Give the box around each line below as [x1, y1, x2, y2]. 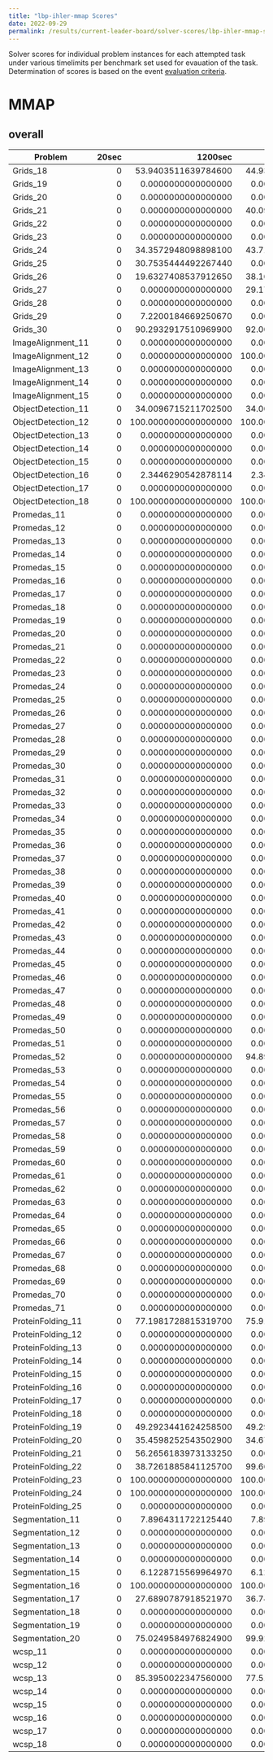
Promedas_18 [12, 601, 67, 613]
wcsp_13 [12, 1673, 48, 1684]
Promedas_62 [12, 1183, 67, 1194]
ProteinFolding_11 [12, 1316, 83, 1327]
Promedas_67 [12, 1250, 67, 1261]
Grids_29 [12, 311, 48, 322]
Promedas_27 [12, 721, 67, 732]
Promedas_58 [12, 1130, 67, 1142]
